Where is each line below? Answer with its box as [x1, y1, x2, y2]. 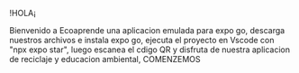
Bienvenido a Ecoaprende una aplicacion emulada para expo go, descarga [9, 25, 285, 35]
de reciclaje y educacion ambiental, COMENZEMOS [9, 54, 201, 64]
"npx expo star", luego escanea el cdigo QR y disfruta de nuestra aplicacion [9, 44, 291, 55]
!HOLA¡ [9, 8, 36, 18]
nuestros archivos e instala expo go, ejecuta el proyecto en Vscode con [9, 35, 275, 45]
